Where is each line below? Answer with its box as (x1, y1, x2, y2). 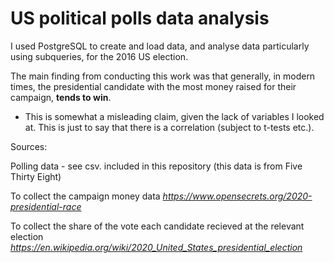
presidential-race (10, 200, 82, 212)
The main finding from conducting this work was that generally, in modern (10, 70, 316, 82)
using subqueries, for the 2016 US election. (10, 50, 189, 62)
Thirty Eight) (10, 170, 62, 182)
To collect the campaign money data (10, 190, 161, 202)
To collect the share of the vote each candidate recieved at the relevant (10, 220, 305, 232)
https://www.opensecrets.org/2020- (162, 190, 313, 202)
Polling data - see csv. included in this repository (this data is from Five (10, 160, 303, 172)
